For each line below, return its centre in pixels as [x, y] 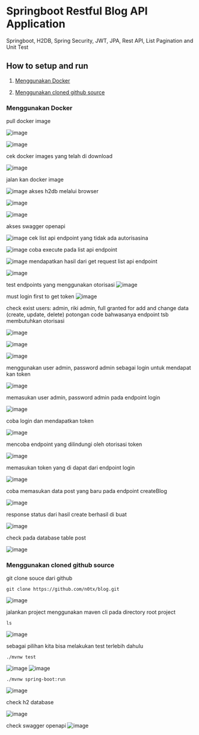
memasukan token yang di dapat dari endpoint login [71, 468]
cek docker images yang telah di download [60, 156]
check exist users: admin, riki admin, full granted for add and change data [98, 308]
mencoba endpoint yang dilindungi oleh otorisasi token [74, 444]
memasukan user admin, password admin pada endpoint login [83, 398]
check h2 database [30, 702]
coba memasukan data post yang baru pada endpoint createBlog [87, 491]
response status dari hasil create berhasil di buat [67, 515]
